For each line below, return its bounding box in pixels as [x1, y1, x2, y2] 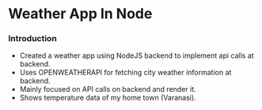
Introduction [8, 33, 57, 44]
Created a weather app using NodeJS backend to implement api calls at [19, 51, 255, 60]
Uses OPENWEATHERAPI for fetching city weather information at [19, 68, 232, 78]
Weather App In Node [8, 5, 153, 23]
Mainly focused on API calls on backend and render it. [19, 85, 196, 94]
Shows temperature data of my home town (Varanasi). [19, 93, 196, 103]
